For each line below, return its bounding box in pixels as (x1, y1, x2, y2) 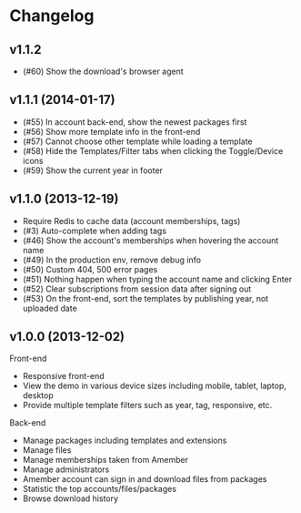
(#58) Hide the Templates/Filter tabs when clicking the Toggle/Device (22, 145, 284, 156)
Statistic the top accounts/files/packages (22, 484, 177, 495)
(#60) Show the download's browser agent (22, 66, 184, 77)
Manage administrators (22, 464, 110, 475)
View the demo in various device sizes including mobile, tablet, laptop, (22, 380, 286, 392)
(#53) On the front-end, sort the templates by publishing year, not (22, 292, 269, 303)
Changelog (9, 5, 95, 26)
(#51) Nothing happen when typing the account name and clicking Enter (22, 273, 293, 284)
